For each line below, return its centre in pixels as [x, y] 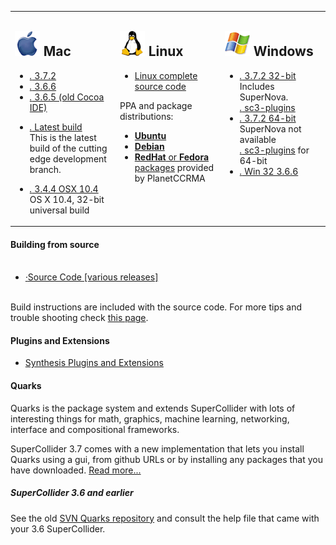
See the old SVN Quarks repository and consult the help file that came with [165, 518]
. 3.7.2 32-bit [268, 75]
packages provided [174, 167]
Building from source [55, 244]
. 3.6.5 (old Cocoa [67, 97]
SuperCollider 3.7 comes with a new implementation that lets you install [157, 448]
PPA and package [156, 105]
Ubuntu [150, 135]
